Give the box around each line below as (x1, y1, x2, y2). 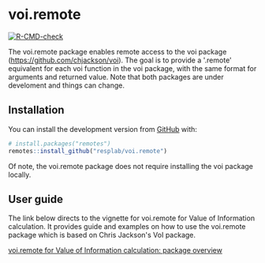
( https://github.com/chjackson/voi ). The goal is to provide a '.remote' (8, 55, 233, 65)
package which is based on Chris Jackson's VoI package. (8, 231, 196, 240)
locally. (8, 170, 32, 179)
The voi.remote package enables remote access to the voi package (8, 47, 227, 56)
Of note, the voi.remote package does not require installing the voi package (8, 161, 254, 171)
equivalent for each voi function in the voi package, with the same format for (8, 63, 257, 73)
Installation (8, 103, 65, 117)
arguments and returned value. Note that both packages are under (8, 72, 225, 81)
